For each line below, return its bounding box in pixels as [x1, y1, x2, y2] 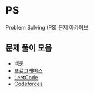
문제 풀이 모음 [5, 43, 52, 53]
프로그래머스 [14, 67, 43, 74]
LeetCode [14, 73, 38, 81]
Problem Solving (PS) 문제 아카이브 [5, 24, 89, 31]
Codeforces [14, 80, 43, 87]
